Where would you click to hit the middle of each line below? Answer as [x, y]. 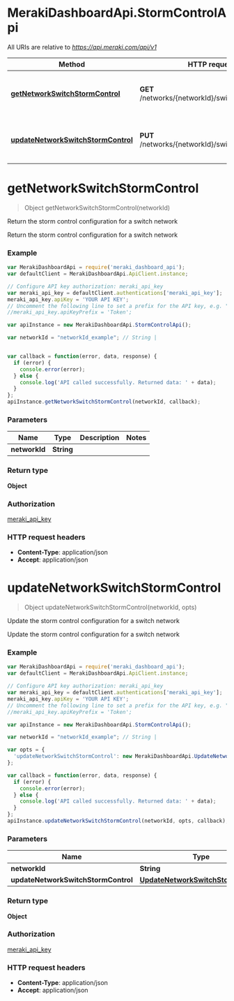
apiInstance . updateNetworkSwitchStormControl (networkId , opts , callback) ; [118, 821]
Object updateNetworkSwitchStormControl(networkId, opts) [110, 607]
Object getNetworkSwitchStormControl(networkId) [97, 207]
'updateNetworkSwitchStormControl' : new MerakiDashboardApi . [104, 757]
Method [72, 64]
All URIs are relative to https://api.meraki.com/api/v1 [82, 47]
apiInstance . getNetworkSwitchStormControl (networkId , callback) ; [104, 402]
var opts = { [26, 750]
